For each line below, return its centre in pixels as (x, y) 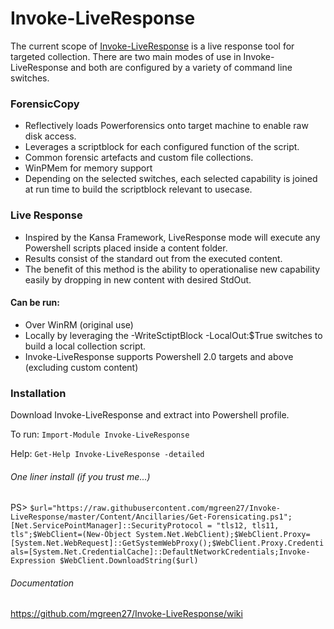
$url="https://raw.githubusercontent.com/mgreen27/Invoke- (155, 508)
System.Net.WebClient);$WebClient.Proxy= (223, 535)
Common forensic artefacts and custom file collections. (139, 158)
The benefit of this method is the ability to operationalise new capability (172, 269)
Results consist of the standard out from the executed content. (153, 258)
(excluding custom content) (81, 367)
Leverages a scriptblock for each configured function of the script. (162, 147)
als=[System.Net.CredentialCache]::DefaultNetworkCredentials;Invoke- (160, 552)
